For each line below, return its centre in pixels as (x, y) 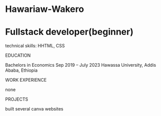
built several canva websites (34, 109)
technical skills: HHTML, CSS (35, 46)
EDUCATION (18, 55)
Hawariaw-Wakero (45, 9)
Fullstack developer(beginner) (69, 32)
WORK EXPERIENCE (26, 80)
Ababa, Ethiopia (21, 70)
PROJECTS (17, 99)
